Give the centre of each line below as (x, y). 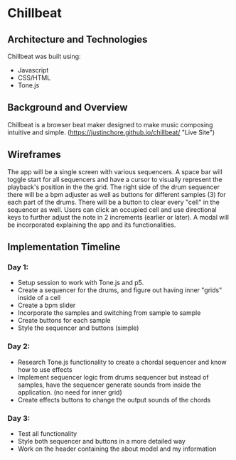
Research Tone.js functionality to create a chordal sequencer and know (122, 362)
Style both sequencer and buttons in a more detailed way (102, 441)
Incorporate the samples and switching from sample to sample (109, 313)
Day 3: (19, 418)
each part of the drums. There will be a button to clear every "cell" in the (114, 202)
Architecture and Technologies (77, 39)
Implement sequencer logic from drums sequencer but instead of (113, 377)
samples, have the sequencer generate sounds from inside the (109, 385)
